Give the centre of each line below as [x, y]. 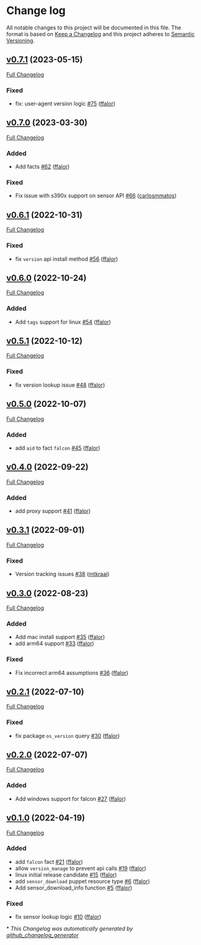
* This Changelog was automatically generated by [70, 929]
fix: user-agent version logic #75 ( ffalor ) [65, 104]
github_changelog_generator [43, 935]
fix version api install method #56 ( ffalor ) [66, 259]
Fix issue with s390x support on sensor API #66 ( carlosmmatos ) [96, 195]
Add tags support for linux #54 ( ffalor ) [63, 322]
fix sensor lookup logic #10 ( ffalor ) [58, 917]
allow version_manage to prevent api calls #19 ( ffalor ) [80, 868]
